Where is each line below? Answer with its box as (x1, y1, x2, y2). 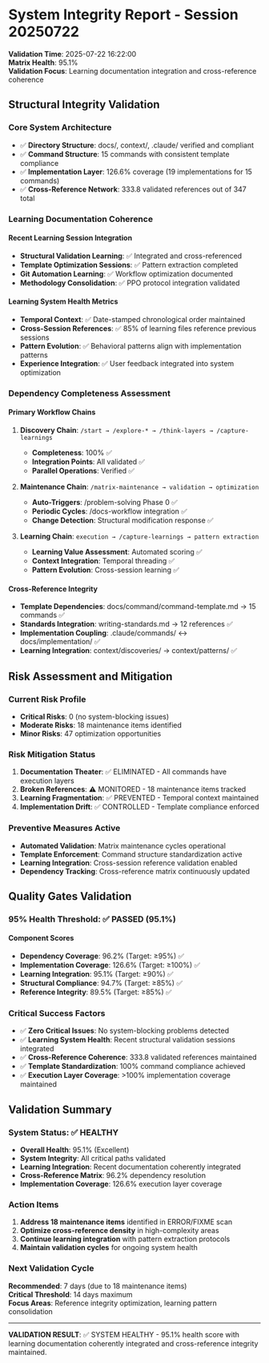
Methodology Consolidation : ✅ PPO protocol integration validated (19, 278, 240, 288)
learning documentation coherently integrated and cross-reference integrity (8, 1338, 259, 1348)
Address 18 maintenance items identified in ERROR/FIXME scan (19, 1217, 233, 1227)
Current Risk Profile (8, 693, 86, 704)
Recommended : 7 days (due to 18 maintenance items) (8, 1280, 187, 1291)
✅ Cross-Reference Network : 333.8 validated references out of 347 (19, 184, 247, 194)
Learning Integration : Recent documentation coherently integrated (19, 1162, 242, 1171)
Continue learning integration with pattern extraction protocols (19, 1234, 231, 1244)
